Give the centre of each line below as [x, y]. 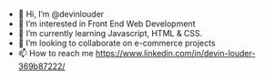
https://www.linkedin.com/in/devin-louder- [175, 53]
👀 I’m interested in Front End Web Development [107, 24]
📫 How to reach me [56, 53]
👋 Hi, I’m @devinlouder [61, 14]
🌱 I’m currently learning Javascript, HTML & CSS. [110, 33]
